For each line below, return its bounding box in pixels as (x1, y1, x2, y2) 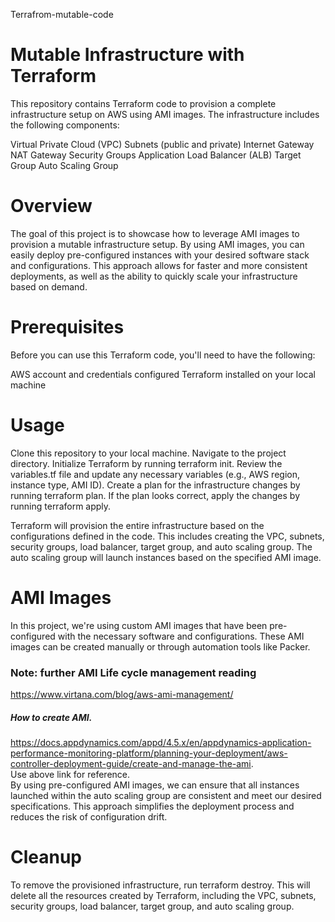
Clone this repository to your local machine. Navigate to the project (10, 447, 287, 459)
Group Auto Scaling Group (10, 159, 119, 171)
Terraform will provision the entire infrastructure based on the (10, 519, 265, 531)
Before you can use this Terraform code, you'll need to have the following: (10, 349, 316, 361)
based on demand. (10, 280, 88, 293)
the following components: (10, 119, 120, 131)
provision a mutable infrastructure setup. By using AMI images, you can (10, 238, 305, 250)
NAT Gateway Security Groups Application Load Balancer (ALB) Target (10, 149, 302, 161)
